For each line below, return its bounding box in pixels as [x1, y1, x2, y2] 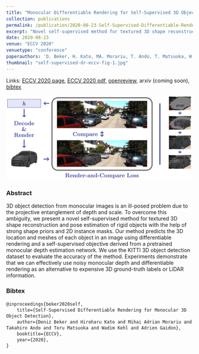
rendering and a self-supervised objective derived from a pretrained [6, 240, 173, 248]
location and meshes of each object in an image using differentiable [6, 234, 172, 241]
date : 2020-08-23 [6, 35, 49, 41]
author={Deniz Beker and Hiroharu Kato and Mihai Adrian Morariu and [17, 319, 192, 325]
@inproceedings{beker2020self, [6, 301, 84, 307]
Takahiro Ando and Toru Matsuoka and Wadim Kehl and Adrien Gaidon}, [6, 325, 182, 331]
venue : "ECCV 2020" [6, 41, 54, 47]
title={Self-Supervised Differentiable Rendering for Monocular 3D [17, 307, 187, 313]
